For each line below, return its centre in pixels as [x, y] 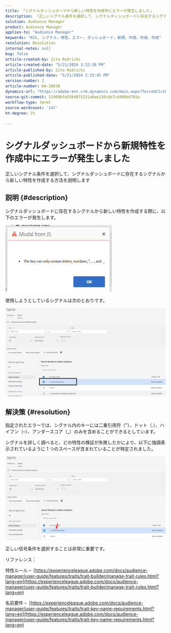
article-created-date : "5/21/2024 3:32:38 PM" [55, 65]
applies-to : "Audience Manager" [39, 32]
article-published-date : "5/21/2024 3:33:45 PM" [58, 76]
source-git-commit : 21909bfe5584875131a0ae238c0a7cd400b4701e [73, 97]
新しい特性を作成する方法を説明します [50, 180]
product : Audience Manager [34, 27]
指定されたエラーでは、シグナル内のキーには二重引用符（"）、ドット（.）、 [83, 425]
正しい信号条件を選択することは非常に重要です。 [56, 549]
